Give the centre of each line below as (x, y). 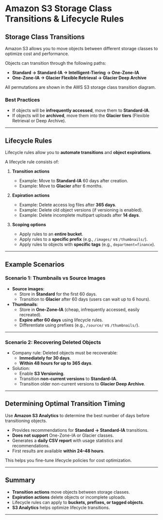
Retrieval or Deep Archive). (39, 121)
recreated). (31, 314)
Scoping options (29, 225)
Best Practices (23, 99)
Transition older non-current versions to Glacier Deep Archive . (82, 384)
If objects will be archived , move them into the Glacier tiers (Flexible (81, 116)
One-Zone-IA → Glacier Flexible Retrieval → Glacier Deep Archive (79, 78)
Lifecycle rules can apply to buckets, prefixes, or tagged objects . (78, 502)
